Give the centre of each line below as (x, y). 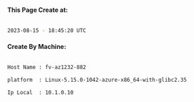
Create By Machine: (37, 46)
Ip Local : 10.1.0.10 (40, 93)
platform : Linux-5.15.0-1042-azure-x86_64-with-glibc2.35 (97, 80)
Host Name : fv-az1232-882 (47, 67)
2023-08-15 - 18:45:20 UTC (47, 31)
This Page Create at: (38, 10)
